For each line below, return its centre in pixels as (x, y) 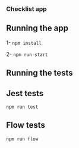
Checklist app (27, 9)
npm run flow (22, 139)
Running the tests (39, 73)
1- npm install (24, 42)
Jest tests (25, 93)
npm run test (22, 107)
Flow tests (26, 125)
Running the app (37, 28)
